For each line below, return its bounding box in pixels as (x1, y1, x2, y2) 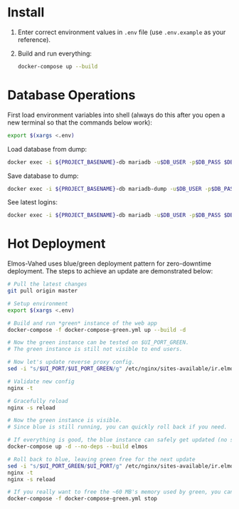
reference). (17, 35, 51, 43)
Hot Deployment (7, 236, 106, 252)
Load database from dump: (7, 145, 87, 153)
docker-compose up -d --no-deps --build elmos (7, 443, 148, 451)
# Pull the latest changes (7, 280, 87, 288)
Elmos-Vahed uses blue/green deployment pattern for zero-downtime (7, 259, 212, 268)
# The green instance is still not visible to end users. (7, 346, 183, 353)
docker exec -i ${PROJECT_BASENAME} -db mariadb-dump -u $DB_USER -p (7, 185, 212, 192)
